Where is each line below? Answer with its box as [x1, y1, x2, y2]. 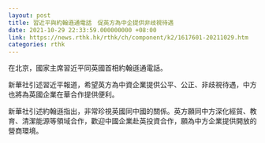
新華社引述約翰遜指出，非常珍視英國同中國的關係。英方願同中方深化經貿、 [8, 107, 250, 116]
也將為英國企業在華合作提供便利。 [8, 90, 119, 99]
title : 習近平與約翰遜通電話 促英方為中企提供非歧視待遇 [8, 19, 174, 27]
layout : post [8, 11, 51, 20]
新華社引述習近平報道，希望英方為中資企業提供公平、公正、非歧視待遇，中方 [8, 80, 257, 90]
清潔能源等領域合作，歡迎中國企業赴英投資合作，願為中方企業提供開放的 [21, 116, 257, 126]
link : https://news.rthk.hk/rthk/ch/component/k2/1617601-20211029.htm [8, 33, 248, 42]
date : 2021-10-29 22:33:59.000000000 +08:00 [8, 26, 157, 34]
